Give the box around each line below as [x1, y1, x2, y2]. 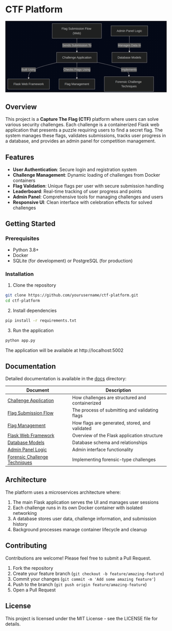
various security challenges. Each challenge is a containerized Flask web [5, 122, 160, 128]
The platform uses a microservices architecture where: [5, 489, 121, 495]
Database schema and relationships [72, 439, 147, 446]
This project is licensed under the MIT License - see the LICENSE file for [5, 615, 158, 621]
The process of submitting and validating [72, 407, 159, 413]
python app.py [5, 338, 36, 343]
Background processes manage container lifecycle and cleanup [12, 526, 147, 532]
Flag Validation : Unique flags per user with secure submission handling [12, 183, 164, 189]
